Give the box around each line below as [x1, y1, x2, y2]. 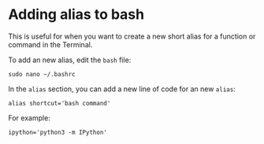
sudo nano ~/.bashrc [8, 70, 76, 78]
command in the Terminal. [8, 39, 93, 49]
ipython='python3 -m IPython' [8, 128, 108, 136]
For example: [8, 113, 51, 123]
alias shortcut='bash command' [8, 99, 111, 107]
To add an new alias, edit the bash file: [8, 55, 132, 65]
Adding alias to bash [8, 6, 144, 24]
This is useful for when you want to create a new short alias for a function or [8, 31, 256, 41]
